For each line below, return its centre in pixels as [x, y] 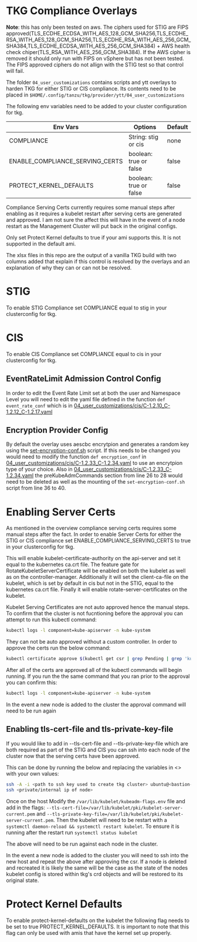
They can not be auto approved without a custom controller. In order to [91, 642]
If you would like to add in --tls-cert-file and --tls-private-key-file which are [97, 743]
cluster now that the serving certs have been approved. [73, 756]
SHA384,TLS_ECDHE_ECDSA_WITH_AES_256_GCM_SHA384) [81, 46]
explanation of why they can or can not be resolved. [69, 267]
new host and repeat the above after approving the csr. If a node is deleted [96, 861]
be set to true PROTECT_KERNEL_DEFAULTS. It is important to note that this [98, 926]
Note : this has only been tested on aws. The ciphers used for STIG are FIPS [97, 27]
